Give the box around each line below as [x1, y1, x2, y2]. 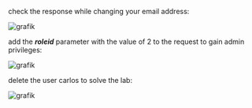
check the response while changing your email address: [8, 7, 190, 16]
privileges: [8, 45, 43, 54]
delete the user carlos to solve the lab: [8, 76, 132, 85]
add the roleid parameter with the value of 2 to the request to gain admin [8, 37, 245, 46]
